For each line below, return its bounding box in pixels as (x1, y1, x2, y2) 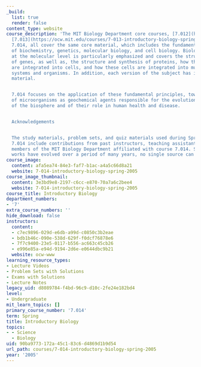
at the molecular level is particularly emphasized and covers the (11, 53, 184, 59)
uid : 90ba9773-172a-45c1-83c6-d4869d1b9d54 (6, 341, 117, 347)
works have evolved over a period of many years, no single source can (11, 151, 194, 157)
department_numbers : (6, 196, 58, 202)
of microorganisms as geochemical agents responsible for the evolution (11, 97, 197, 104)
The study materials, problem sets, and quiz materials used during (11, 135, 186, 141)
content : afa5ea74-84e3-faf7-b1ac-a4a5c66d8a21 (11, 163, 133, 169)
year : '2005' (6, 351, 39, 358)
